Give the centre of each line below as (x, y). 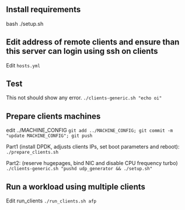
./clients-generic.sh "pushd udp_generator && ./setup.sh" (79, 169)
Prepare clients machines (53, 116)
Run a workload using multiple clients (76, 187)
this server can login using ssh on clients (82, 51)
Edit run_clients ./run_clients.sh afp (51, 201)
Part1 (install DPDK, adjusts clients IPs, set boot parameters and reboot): (93, 147)
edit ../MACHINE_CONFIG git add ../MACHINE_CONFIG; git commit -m (90, 130)
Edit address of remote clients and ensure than (93, 42)
